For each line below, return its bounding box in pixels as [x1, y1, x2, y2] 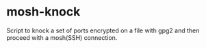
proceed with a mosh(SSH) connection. [6, 33, 118, 41]
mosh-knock [6, 4, 81, 20]
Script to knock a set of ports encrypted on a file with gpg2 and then [6, 26, 200, 34]
